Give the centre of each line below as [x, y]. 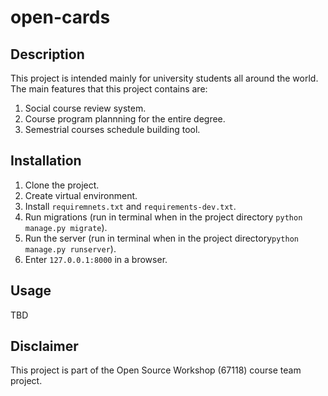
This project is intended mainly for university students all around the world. [164, 78]
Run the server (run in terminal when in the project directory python [161, 238]
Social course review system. [85, 108]
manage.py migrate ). [66, 227]
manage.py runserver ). [70, 248]
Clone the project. [62, 185]
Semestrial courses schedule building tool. [112, 129]
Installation [46, 161]
